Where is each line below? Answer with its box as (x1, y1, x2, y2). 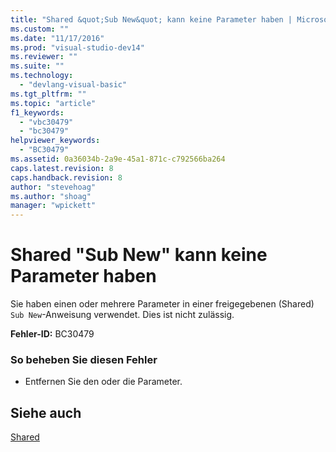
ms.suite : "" (10, 61, 65, 71)
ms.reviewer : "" (10, 52, 78, 62)
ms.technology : (10, 71, 74, 81)
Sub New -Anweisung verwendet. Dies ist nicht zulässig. (10, 309, 235, 321)
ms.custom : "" (10, 24, 70, 34)
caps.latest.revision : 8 (10, 163, 114, 173)
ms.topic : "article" (10, 98, 97, 108)
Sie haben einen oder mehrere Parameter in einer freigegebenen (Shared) (10, 298, 315, 310)
